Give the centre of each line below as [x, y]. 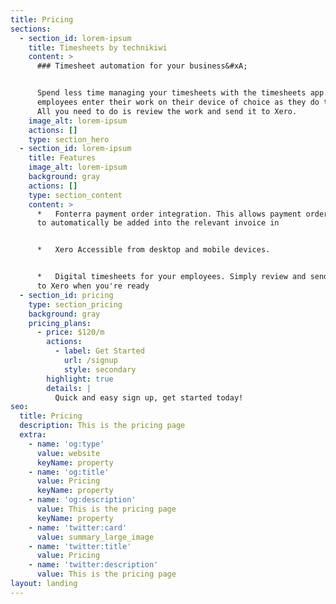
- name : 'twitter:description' [93, 565]
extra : [33, 435]
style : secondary [100, 369]
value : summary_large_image [95, 537]
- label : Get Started [99, 351]
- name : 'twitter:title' [80, 546]
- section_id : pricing [66, 295]
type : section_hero [69, 139]
